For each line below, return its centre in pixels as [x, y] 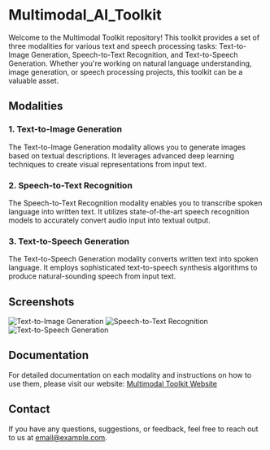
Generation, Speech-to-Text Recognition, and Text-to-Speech [135, 54]
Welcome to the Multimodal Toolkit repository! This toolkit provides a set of [134, 37]
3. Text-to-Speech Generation [69, 241]
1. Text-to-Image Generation [65, 129]
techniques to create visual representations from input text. [108, 164]
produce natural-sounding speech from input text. [92, 276]
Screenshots [41, 302]
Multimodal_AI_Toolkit [85, 15]
